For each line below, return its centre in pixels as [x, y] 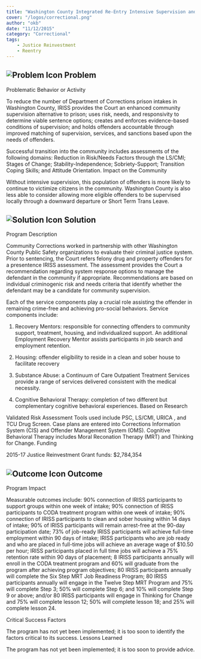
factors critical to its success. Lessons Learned [64, 638]
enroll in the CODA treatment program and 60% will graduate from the [93, 564]
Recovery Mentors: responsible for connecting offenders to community [102, 326]
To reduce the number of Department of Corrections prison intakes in [92, 101]
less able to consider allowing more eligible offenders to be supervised [93, 194]
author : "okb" [24, 23]
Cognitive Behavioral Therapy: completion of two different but [91, 400]
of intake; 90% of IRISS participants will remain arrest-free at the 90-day [96, 525]
